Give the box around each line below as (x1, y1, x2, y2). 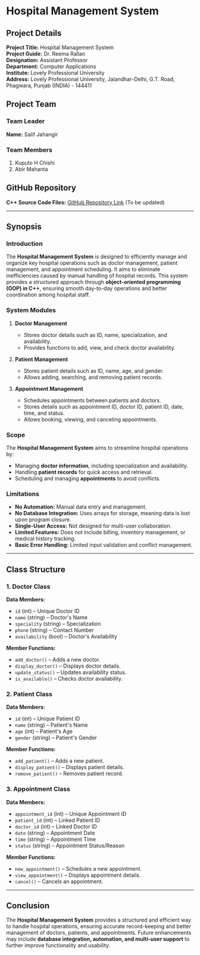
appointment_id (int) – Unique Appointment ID (14, 810, 127, 817)
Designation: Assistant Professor (6, 57, 88, 63)
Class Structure (6, 564, 65, 574)
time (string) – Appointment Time (14, 835, 96, 843)
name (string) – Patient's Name (14, 721, 88, 729)
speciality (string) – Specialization (14, 620, 101, 628)
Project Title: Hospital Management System (6, 44, 114, 51)
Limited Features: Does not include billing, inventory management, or (14, 529, 186, 536)
